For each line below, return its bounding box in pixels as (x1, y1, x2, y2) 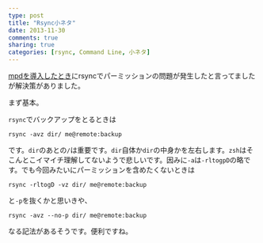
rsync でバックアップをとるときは (8, 115, 116, 123)
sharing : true (8, 41, 55, 49)
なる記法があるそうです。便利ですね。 (8, 226, 133, 236)
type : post (8, 11, 44, 20)
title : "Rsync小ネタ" (8, 19, 76, 27)
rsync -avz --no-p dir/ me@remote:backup (8, 211, 147, 219)
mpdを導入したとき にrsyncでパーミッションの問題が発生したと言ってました (8, 71, 256, 80)
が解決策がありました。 (8, 81, 85, 90)
